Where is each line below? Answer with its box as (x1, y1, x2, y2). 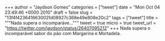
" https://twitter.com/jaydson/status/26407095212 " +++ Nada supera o (5, 25, 151, 31)
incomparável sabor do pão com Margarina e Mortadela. (5, 31, 121, 36)
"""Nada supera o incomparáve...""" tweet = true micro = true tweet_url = (5, 20, 156, 26)
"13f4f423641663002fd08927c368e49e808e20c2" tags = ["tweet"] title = (5, 15, 158, 20)
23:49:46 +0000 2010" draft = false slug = (5, 9, 93, 15)
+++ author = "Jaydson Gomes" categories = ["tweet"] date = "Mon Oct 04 (5, 4, 160, 10)
